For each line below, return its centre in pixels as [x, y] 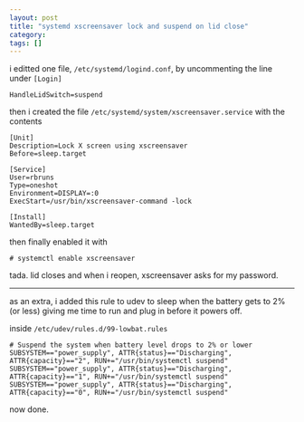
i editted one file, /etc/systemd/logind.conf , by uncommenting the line [141, 69]
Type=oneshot [34, 186]
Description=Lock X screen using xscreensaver [99, 146]
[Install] [28, 217]
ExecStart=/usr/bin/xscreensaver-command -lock [101, 201]
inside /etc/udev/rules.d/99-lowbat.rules [89, 329]
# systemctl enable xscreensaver [72, 259]
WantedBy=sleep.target [52, 225]
